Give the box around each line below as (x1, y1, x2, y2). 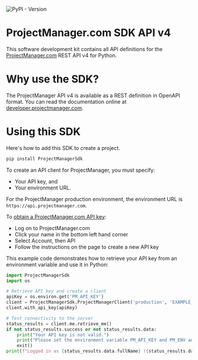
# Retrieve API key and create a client (6, 288, 107, 294)
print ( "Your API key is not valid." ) (16, 332, 110, 338)
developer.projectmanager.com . (6, 104, 84, 111)
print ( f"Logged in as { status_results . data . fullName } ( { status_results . (6, 348, 189, 354)
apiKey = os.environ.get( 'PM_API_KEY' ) (6, 294, 104, 300)
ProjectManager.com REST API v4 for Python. (6, 52, 117, 59)
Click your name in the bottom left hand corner (14, 231, 128, 238)
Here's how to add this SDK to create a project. (6, 144, 121, 151)
